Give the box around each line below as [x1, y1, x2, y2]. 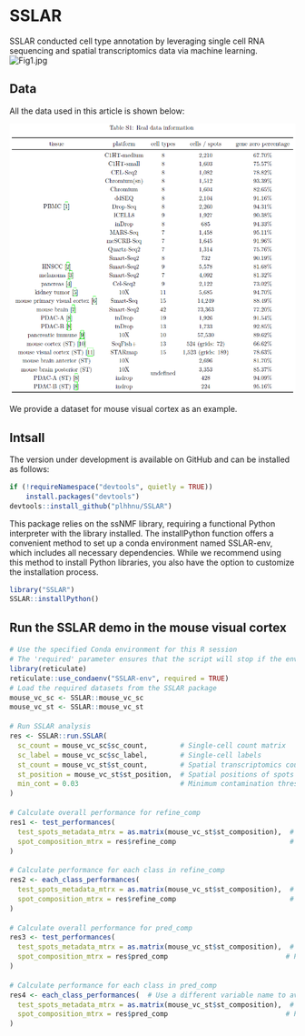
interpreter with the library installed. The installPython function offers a [9, 528, 274, 538]
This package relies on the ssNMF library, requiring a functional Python [9, 518, 276, 528]
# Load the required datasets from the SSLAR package [9, 683, 218, 692]
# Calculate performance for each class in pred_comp [9, 981, 218, 990]
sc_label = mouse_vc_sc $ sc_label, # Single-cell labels [17, 750, 261, 759]
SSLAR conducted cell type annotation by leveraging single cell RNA [9, 35, 265, 46]
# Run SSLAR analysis [9, 722, 92, 731]
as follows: [9, 463, 50, 474]
